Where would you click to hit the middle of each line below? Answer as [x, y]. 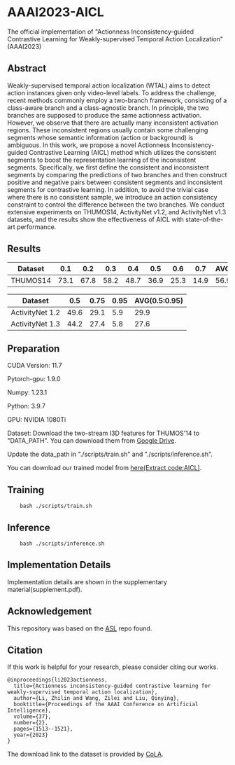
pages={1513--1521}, [43, 729]
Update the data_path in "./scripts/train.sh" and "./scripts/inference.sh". [110, 454]
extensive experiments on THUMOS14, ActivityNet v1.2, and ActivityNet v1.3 [117, 212]
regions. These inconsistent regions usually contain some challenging [108, 130]
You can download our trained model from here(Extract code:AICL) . [105, 468]
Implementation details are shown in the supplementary [87, 581]
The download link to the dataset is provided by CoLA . [85, 754]
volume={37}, [33, 717]
